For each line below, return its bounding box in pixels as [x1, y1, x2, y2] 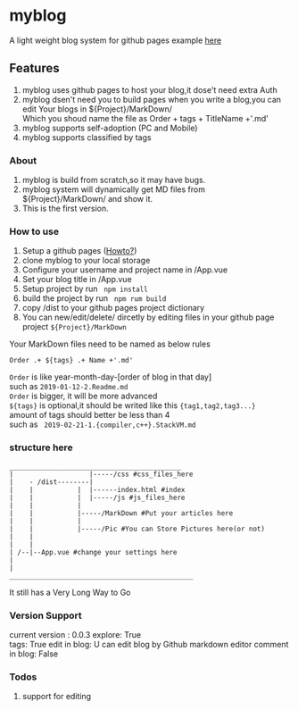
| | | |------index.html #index [9, 485, 186, 494]
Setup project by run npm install [21, 283, 149, 295]
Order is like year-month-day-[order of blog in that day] [9, 372, 212, 382]
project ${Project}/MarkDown [21, 322, 127, 332]
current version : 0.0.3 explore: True [9, 629, 141, 639]
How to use [9, 225, 60, 238]
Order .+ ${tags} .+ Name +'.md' [9, 356, 134, 365]
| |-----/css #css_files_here [9, 470, 194, 479]
